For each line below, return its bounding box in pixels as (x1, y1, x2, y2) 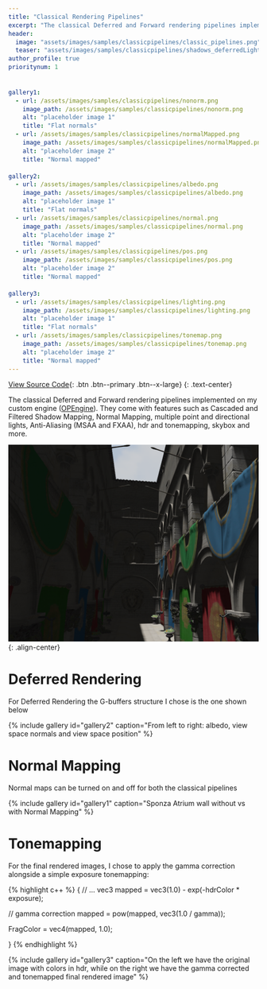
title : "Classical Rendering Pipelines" (8, 13, 145, 21)
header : (8, 29, 34, 37)
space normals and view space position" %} (8, 729, 153, 739)
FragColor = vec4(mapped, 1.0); (8, 925, 113, 934)
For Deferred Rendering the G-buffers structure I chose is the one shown (8, 696, 247, 707)
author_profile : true (8, 55, 80, 63)
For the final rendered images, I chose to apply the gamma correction (8, 861, 236, 871)
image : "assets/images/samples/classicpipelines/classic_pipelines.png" (15, 38, 261, 46)
